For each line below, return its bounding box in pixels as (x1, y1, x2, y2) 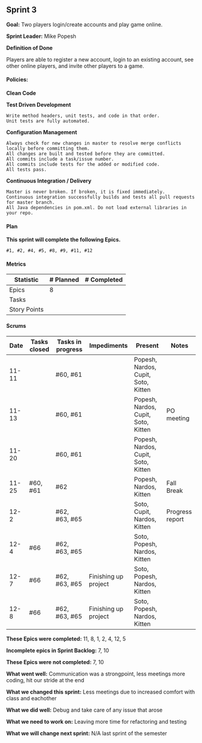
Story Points (9, 306, 44, 314)
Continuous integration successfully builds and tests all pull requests (6, 194, 195, 201)
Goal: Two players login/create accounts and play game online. (6, 20, 163, 28)
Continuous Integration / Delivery (6, 177, 92, 184)
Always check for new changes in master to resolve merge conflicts (6, 140, 182, 146)
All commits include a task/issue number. (6, 156, 114, 162)
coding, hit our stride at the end (6, 676, 85, 683)
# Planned (49, 275, 79, 284)
